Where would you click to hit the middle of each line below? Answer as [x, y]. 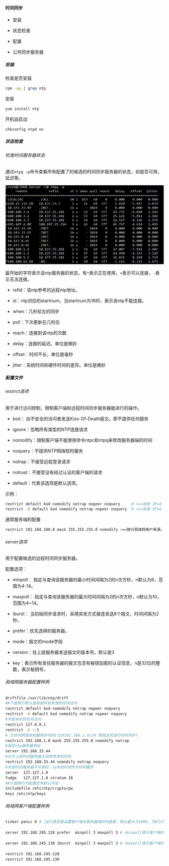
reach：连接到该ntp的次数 [39, 333]
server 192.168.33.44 [28, 751]
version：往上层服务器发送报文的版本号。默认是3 [63, 652]
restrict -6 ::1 [22, 730]
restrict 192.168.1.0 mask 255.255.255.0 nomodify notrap [67, 741]
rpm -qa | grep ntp [26, 88]
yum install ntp [22, 109]
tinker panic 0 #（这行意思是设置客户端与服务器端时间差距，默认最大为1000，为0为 [83, 822]
